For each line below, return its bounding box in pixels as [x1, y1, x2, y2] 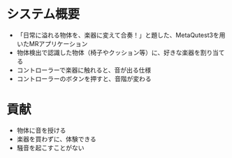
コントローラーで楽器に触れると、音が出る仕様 [16, 66, 152, 74]
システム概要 [6, 6, 80, 22]
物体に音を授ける [16, 126, 66, 134]
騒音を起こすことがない [16, 143, 85, 152]
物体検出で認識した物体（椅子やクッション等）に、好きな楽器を [16, 48, 201, 57]
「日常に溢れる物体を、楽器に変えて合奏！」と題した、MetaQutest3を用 [16, 31, 226, 39]
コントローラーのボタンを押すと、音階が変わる [16, 74, 152, 82]
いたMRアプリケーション [16, 39, 88, 48]
